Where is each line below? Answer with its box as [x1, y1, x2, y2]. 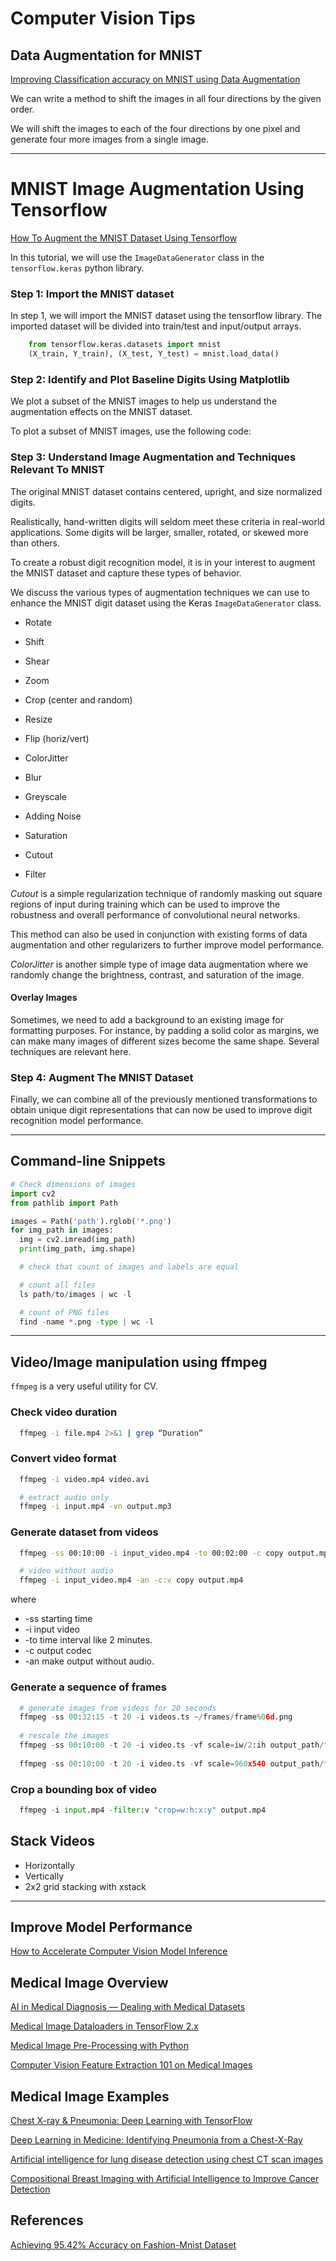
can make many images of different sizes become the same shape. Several [10, 1035, 320, 1047]
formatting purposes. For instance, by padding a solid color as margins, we [10, 1024, 320, 1036]
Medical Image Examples [10, 2088, 170, 2105]
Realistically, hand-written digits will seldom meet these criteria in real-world [10, 515, 325, 527]
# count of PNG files [19, 1307, 110, 1317]
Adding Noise [24, 810, 82, 822]
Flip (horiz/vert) [24, 732, 90, 744]
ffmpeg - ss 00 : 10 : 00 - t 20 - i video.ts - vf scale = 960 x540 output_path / [19, 1758, 325, 1769]
